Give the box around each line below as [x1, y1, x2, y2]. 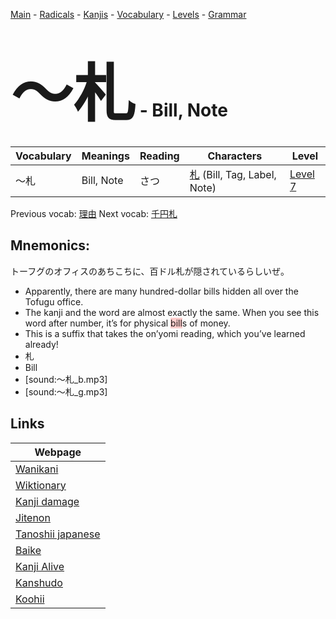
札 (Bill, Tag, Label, [189, 167, 277, 181]
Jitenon [15, 510, 51, 524]
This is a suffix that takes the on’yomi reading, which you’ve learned [24, 327, 306, 339]
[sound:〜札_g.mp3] [24, 385, 108, 398]
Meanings [81, 149, 130, 163]
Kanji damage [15, 494, 80, 508]
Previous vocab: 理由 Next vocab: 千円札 [10, 207, 178, 219]
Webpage [34, 445, 82, 459]
